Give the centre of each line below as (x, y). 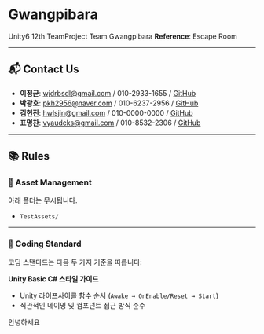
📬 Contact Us (44, 70)
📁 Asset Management (50, 182)
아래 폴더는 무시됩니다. (43, 200)
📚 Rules (29, 156)
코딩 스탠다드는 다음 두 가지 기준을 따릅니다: (75, 262)
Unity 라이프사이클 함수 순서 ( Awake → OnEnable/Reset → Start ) (119, 295)
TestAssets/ (39, 217)
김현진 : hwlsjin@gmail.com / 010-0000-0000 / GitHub (106, 112)
